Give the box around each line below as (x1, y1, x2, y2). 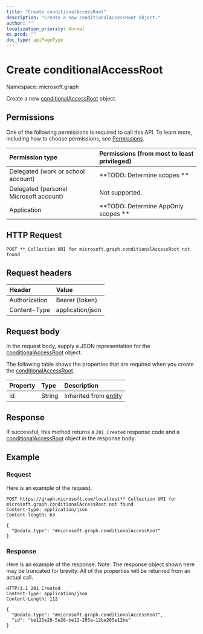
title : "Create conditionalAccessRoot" (6, 8, 107, 15)
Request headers (6, 268, 72, 278)
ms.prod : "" (6, 31, 36, 38)
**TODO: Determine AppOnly (99, 202, 184, 210)
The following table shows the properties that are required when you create (6, 361, 195, 368)
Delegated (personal (9, 184, 68, 193)
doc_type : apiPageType (6, 37, 63, 43)
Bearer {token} (56, 296, 98, 305)
